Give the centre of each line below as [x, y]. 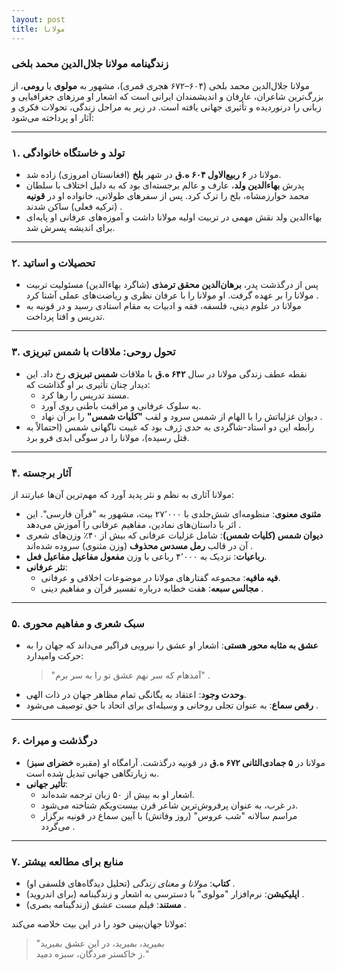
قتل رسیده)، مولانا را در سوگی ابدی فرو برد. [107, 437]
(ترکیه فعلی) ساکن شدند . [74, 207]
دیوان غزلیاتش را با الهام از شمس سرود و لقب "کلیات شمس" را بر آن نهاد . [181, 416]
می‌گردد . [58, 826]
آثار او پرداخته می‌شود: [52, 117]
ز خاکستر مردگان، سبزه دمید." [92, 953]
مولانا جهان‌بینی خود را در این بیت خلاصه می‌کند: [99, 923]
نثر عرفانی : [46, 567]
